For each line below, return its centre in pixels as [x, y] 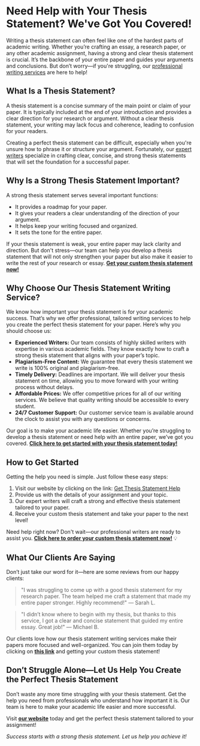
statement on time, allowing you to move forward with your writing [96, 381]
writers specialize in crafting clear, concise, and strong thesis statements [96, 155]
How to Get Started [43, 462]
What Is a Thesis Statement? [61, 91]
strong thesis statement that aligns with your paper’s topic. [87, 356]
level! [22, 521]
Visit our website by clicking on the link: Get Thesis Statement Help [98, 488]
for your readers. [27, 131]
